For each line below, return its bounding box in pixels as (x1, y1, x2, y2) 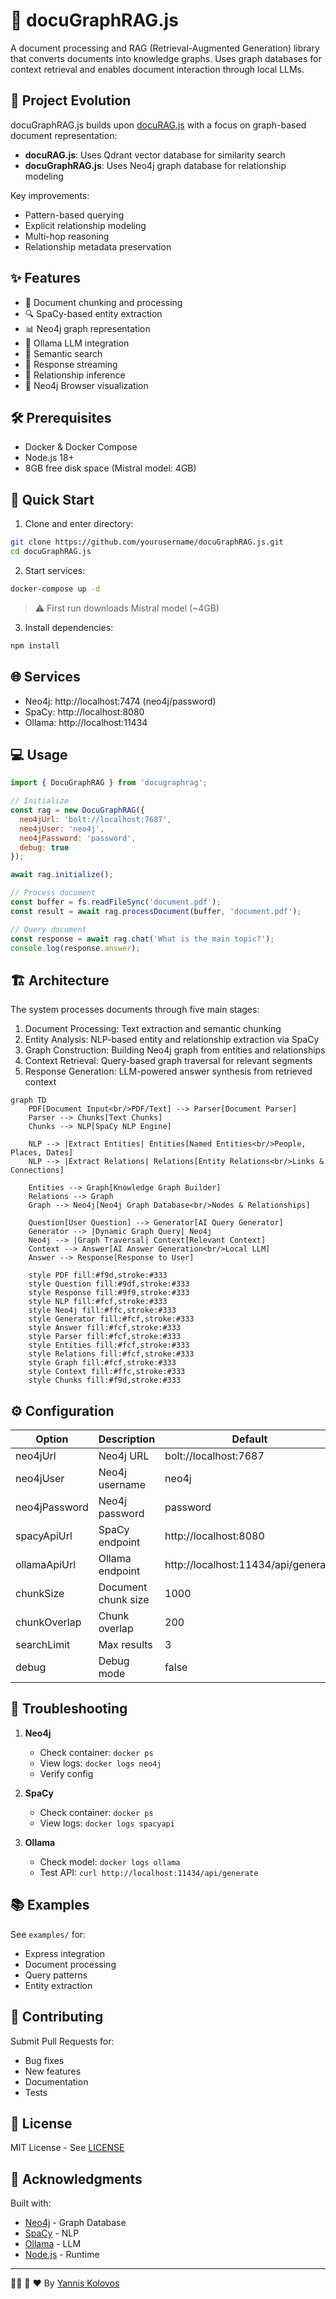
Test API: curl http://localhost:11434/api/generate (39, 1866, 259, 1878)
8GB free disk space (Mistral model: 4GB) (24, 462, 197, 474)
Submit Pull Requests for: (10, 2035, 115, 2047)
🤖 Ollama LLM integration (24, 337, 130, 349)
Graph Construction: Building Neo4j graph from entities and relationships (24, 1044, 326, 1056)
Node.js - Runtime (24, 2249, 100, 2261)
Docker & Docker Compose (24, 441, 138, 453)
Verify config (39, 1767, 94, 1779)
